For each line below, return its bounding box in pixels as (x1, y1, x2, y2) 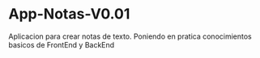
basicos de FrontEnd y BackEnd (8, 39, 115, 49)
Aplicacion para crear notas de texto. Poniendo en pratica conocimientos (8, 31, 253, 41)
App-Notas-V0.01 (8, 5, 130, 23)
